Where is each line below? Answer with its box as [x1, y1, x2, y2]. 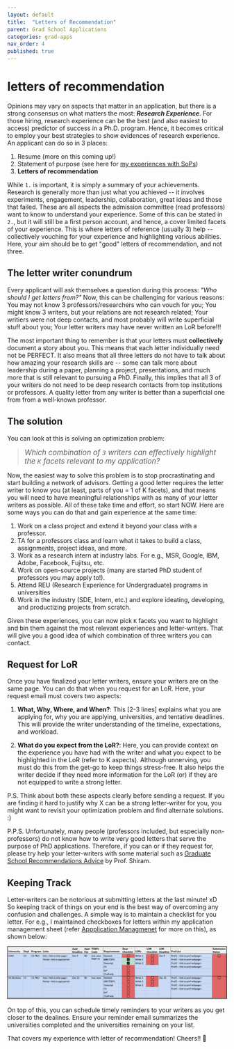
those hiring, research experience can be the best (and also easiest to [7, 116, 208, 125]
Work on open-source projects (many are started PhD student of [17, 566, 203, 574]
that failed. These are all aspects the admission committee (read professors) [7, 203, 226, 211]
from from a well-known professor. [7, 395, 107, 404]
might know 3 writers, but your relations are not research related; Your [7, 308, 208, 316]
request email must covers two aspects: [7, 692, 122, 700]
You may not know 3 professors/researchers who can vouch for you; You [7, 300, 217, 309]
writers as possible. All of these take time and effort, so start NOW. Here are [7, 500, 224, 509]
